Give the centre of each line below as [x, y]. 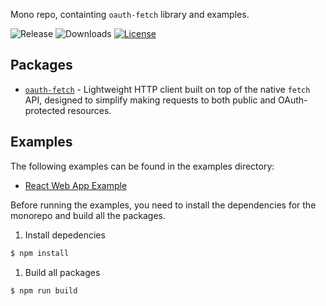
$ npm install [40, 253]
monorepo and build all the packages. [88, 215]
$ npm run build [44, 290]
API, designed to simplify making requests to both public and [150, 100]
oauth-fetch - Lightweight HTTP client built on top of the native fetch [167, 89]
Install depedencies [65, 235]
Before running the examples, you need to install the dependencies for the [163, 205]
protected [45, 110]
